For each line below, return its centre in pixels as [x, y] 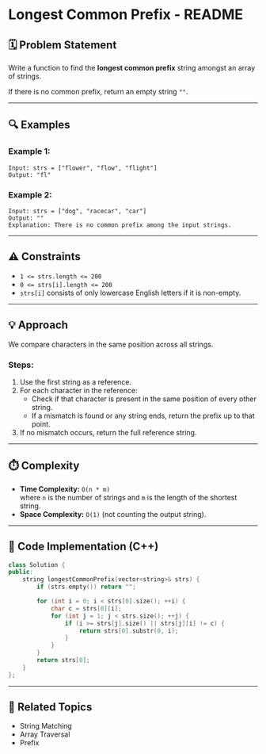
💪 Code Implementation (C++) [84, 547]
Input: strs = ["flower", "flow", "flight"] [83, 168]
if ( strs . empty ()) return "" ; [86, 587]
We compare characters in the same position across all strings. [111, 344]
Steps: [21, 365]
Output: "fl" [30, 175]
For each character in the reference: [78, 390]
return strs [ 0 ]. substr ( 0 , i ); [129, 631]
